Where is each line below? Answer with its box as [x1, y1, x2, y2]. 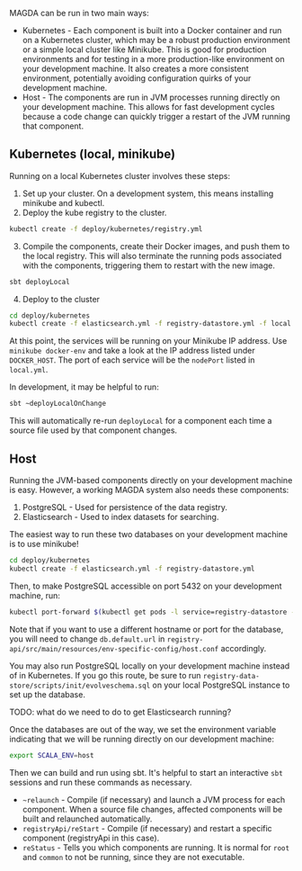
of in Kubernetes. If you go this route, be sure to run [9, 669, 201, 680]
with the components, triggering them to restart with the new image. [22, 260, 276, 271]
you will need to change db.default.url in [9, 633, 165, 644]
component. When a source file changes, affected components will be [22, 804, 283, 814]
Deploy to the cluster [22, 293, 101, 304]
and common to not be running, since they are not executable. [22, 851, 245, 862]
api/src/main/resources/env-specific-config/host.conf [9, 644, 219, 653]
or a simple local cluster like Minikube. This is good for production [22, 44, 267, 55]
